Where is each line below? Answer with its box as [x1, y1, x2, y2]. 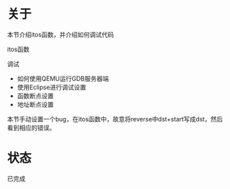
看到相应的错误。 [7, 123, 56, 132]
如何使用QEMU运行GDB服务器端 [17, 74, 109, 83]
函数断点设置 [17, 91, 54, 100]
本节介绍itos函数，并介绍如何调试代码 [7, 30, 114, 39]
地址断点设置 [17, 100, 54, 108]
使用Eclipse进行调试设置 [17, 83, 87, 91]
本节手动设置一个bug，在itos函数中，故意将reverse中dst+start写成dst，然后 [7, 115, 223, 123]
